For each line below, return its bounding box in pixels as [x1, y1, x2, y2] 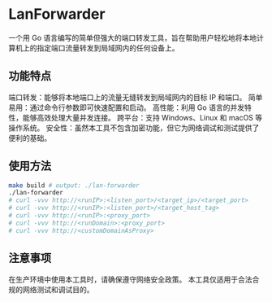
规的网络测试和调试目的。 [8, 284, 94, 294]
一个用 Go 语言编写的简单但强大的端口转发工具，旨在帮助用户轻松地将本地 [8, 33, 257, 42]
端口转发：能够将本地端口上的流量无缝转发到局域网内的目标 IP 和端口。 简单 [8, 92, 263, 102]
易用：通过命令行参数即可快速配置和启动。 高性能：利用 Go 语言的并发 [8, 103, 245, 112]
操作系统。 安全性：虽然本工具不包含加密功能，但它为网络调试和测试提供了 [8, 123, 260, 133]
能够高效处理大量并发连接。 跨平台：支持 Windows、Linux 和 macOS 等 [22, 112, 263, 122]
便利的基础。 [8, 133, 51, 142]
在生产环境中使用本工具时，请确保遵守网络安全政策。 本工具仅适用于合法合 [8, 274, 260, 284]
